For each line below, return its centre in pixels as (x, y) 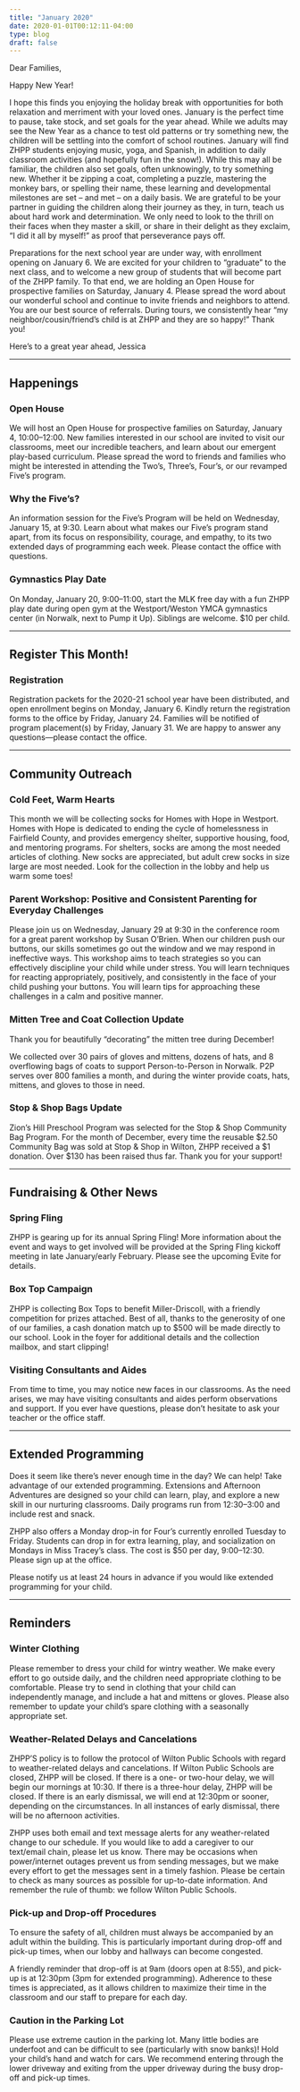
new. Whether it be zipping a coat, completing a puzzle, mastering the (138, 179)
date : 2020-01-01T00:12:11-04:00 (71, 26)
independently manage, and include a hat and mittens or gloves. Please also (150, 1697)
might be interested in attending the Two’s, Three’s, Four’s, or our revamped (148, 465)
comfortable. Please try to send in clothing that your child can (123, 1687)
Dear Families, (36, 68)
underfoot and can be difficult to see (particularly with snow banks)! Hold (144, 2049)
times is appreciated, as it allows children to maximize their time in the (138, 1988)
